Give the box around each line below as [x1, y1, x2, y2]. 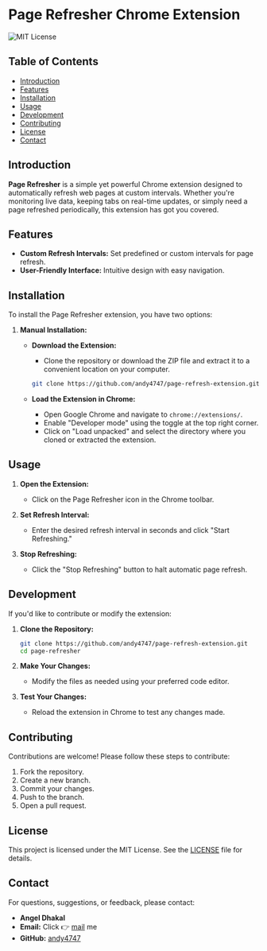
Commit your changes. [19, 784, 95, 794]
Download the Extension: [31, 340, 117, 351]
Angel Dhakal [19, 913, 66, 922]
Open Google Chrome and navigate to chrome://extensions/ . [43, 410, 243, 419]
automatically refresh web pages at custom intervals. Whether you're [8, 188, 234, 197]
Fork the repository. [19, 767, 85, 777]
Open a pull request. [19, 801, 87, 810]
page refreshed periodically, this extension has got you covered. [8, 204, 219, 214]
